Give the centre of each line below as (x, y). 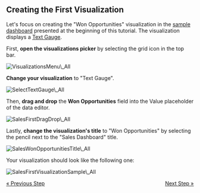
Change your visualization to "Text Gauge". (60, 78)
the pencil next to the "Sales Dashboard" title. (62, 137)
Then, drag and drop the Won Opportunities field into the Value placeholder (100, 101)
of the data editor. (28, 108)
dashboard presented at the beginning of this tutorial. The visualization (93, 30)
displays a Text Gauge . (34, 37)
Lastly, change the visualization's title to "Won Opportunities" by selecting (99, 130)
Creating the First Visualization (65, 10)
